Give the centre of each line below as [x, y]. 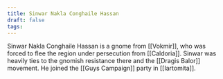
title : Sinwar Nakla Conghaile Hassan [63, 14]
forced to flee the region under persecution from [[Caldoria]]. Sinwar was [112, 53]
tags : [15, 26]
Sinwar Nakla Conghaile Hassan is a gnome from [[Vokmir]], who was [107, 46]
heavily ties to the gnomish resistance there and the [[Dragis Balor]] [104, 61]
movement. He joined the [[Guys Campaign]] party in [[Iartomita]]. [101, 68]
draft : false [26, 20]
